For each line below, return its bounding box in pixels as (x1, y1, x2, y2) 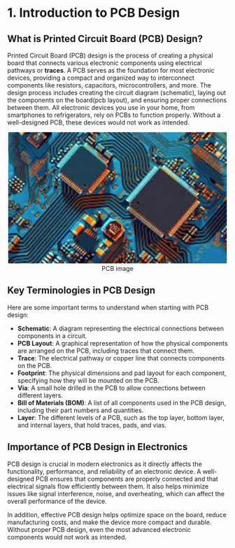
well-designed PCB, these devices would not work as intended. (7, 118, 190, 127)
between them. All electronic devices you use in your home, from (7, 104, 195, 111)
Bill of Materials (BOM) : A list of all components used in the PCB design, (17, 398, 227, 407)
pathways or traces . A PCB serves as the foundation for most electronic (7, 66, 215, 74)
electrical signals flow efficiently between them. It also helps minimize (7, 482, 209, 491)
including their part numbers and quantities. (17, 406, 144, 414)
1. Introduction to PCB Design (7, 5, 180, 21)
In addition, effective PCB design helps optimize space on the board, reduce (7, 510, 227, 519)
